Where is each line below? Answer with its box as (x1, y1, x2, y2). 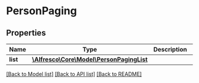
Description (153, 46, 188, 53)
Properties (6, 28, 46, 38)
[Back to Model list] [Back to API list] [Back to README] (6, 71, 142, 78)
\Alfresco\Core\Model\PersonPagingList (31, 55, 148, 63)
